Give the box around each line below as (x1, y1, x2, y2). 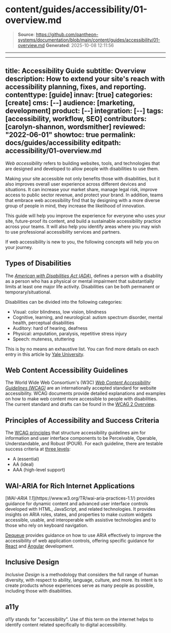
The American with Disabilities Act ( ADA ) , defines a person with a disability (5, 273, 163, 279)
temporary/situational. (5, 289, 51, 295)
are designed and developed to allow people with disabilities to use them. (5, 165, 159, 172)
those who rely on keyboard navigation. (5, 523, 88, 528)
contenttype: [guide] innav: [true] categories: (5, 91, 153, 99)
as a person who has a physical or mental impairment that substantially (5, 278, 154, 284)
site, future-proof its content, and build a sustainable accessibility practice (5, 218, 161, 224)
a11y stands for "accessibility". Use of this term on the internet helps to (5, 616, 154, 622)
